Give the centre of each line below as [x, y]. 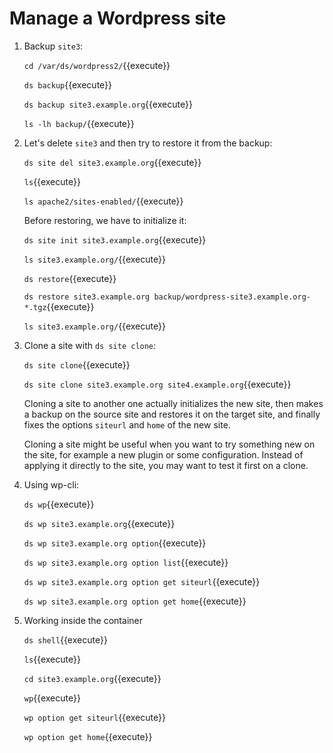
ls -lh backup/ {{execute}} [79, 123]
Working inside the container [83, 620]
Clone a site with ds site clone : [90, 345]
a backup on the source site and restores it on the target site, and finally [172, 414]
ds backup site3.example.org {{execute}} [108, 104]
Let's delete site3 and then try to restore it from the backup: [148, 143]
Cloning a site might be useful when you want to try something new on [169, 444]
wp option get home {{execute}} [88, 736]
